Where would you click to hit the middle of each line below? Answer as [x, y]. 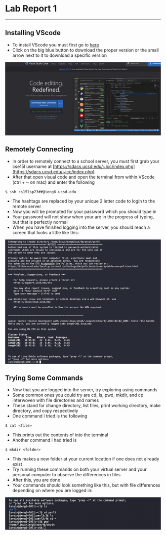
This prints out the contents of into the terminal [60, 435]
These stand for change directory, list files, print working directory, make [86, 406]
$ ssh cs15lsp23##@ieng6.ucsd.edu [41, 192]
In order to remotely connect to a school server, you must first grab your [86, 161]
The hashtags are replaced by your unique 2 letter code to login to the [83, 201]
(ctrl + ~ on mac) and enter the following [53, 182]
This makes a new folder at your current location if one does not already [86, 459]
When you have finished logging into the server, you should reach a [81, 227]
